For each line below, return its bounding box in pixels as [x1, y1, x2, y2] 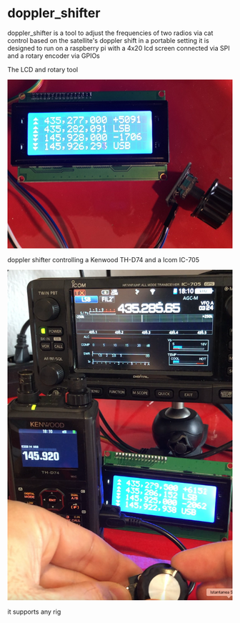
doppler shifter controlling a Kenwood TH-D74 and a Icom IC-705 [7, 255, 200, 264]
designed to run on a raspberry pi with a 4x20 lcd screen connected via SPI [7, 44, 230, 52]
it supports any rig [7, 607, 61, 616]
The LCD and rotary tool [7, 65, 79, 74]
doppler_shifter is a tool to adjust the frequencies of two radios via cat [7, 29, 214, 37]
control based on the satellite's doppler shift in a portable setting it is [7, 36, 209, 44]
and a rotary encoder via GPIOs [7, 51, 100, 60]
